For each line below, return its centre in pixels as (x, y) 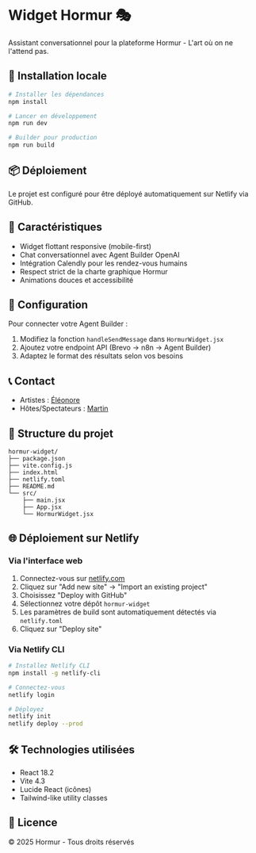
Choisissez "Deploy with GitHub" (73, 595)
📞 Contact (32, 381)
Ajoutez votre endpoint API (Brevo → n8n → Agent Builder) (115, 348)
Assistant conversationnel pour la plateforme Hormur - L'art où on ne (121, 42)
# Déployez (26, 709)
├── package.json (37, 459)
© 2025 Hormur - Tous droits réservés (71, 842)
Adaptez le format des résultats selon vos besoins (101, 356)
